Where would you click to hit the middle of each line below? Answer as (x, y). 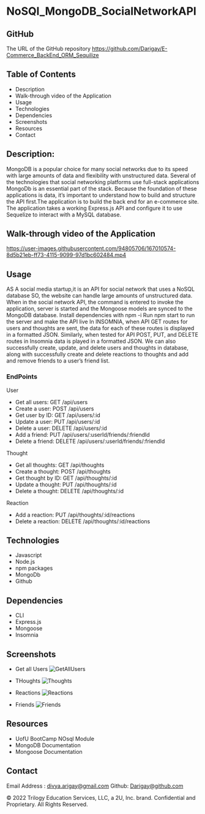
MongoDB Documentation (48, 745)
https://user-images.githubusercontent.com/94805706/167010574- (91, 248)
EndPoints (22, 377)
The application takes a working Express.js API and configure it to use (94, 208)
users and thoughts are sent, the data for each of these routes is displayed (100, 328)
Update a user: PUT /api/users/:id (58, 421)
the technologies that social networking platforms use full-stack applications (103, 182)
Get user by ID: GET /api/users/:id (58, 415)
